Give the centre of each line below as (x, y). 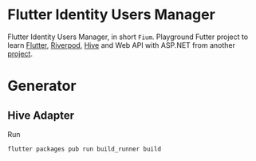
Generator (42, 86)
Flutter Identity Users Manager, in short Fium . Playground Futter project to (128, 37)
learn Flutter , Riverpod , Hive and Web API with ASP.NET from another (122, 45)
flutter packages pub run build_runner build (84, 149)
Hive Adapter (41, 115)
